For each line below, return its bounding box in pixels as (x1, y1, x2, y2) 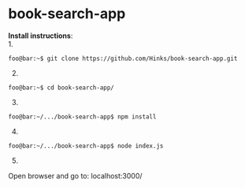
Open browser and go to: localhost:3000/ (8, 171, 143, 180)
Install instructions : (8, 31, 73, 40)
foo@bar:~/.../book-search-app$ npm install (8, 112, 157, 121)
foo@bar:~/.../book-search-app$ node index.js (8, 141, 164, 150)
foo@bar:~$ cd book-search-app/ (8, 84, 114, 92)
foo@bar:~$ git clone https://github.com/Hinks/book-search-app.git (8, 55, 238, 62)
